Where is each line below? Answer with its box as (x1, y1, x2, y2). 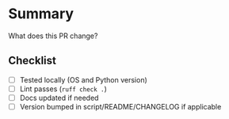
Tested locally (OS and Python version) (19, 75, 148, 84)
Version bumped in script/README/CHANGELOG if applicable (19, 102, 222, 111)
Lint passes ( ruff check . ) (19, 84, 107, 94)
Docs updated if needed (19, 93, 99, 102)
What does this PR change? (8, 31, 98, 40)
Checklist (8, 54, 57, 67)
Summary (8, 5, 74, 23)
